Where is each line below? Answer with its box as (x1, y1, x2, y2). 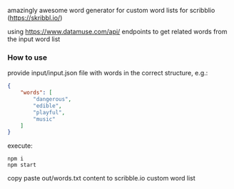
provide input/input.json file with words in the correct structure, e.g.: (7, 69, 208, 77)
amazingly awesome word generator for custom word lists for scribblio (7, 6, 215, 14)
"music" (33, 115, 56, 123)
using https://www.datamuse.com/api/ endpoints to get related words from (7, 28, 228, 36)
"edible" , (33, 102, 62, 109)
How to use (7, 53, 48, 63)
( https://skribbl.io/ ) (7, 13, 63, 22)
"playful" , (33, 109, 66, 116)
